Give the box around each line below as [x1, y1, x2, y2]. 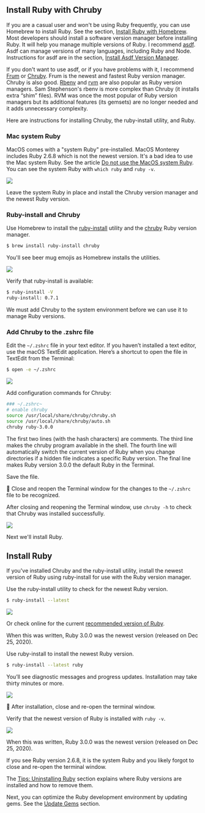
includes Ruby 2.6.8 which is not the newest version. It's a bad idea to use [6, 153, 193, 160]
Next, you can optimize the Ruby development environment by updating [6, 793, 188, 801]
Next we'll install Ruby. [6, 533, 64, 540]
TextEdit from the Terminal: [6, 355, 75, 362]
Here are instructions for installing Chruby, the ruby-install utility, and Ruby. [6, 116, 196, 124]
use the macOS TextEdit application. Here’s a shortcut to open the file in [6, 348, 188, 356]
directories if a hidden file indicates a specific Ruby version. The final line [6, 454, 191, 462]
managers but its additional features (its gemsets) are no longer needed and [6, 98, 198, 105]
